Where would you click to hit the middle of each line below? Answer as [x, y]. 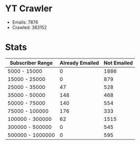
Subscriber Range [31, 63]
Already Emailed [79, 63]
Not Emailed [118, 63]
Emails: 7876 [25, 22]
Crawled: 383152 [29, 27]
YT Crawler [29, 9]
